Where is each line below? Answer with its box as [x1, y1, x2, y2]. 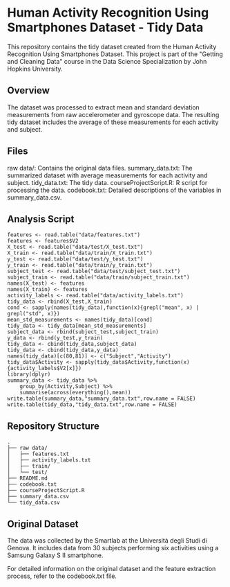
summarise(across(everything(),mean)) [19, 389, 131, 396]
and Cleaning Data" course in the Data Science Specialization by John [7, 57, 207, 65]
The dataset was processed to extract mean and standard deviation [7, 103, 200, 112]
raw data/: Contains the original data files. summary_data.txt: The [7, 164, 193, 172]
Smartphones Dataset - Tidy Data [7, 19, 204, 35]
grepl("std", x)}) [7, 310, 60, 317]
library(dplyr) [7, 371, 51, 378]
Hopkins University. [7, 64, 64, 73]
